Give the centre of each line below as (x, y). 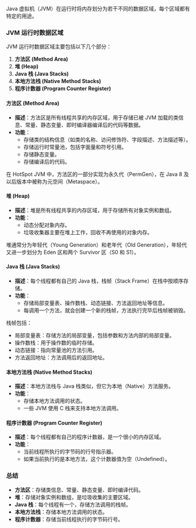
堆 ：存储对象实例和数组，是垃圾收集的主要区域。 (74, 497)
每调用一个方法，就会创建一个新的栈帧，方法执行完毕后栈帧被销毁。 (106, 310)
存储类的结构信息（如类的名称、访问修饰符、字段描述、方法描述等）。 (107, 140)
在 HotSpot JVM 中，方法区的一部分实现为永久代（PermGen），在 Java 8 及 (98, 174)
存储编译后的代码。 (47, 161)
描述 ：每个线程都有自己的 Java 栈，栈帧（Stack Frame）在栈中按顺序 (99, 281)
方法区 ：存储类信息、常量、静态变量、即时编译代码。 (79, 490)
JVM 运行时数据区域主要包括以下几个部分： (59, 47)
